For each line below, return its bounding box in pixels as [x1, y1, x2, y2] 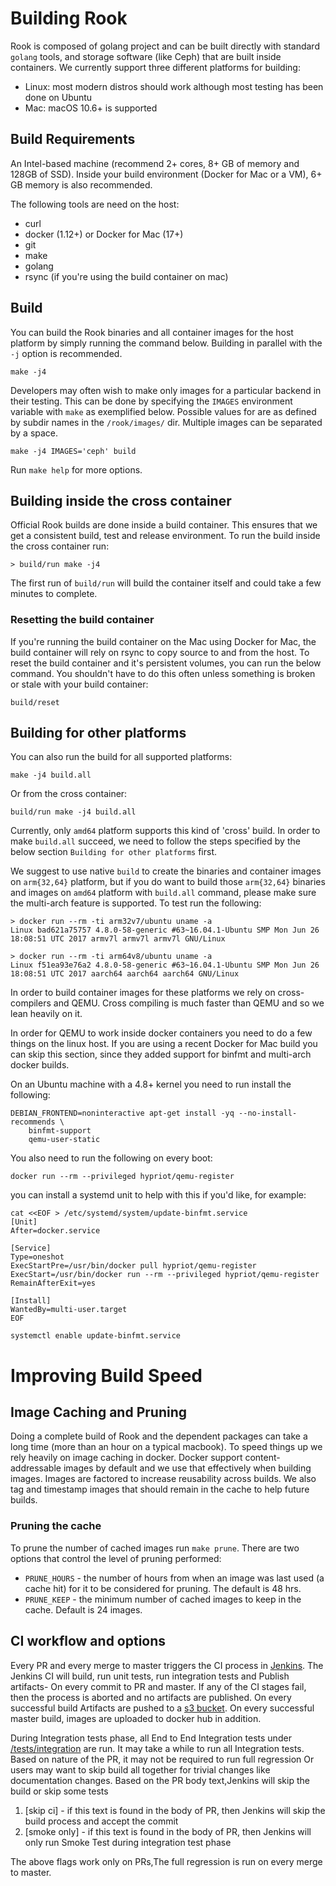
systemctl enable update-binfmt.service [10, 1331, 182, 1341]
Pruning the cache [10, 1519, 102, 1533]
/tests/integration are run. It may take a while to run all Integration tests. [10, 1742, 305, 1754]
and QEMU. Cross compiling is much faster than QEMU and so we [53, 997, 325, 1009]
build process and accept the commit [24, 1815, 179, 1827]
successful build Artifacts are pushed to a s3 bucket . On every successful [10, 1702, 315, 1714]
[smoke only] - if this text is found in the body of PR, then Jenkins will [24, 1825, 312, 1837]
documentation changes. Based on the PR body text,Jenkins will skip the [10, 1774, 310, 1786]
